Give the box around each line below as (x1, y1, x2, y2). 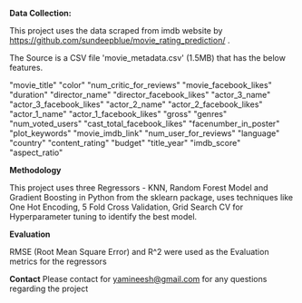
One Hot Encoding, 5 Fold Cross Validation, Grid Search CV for (9, 201, 243, 212)
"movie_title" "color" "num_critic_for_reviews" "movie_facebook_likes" (9, 80, 272, 90)
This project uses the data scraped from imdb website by (9, 25, 223, 35)
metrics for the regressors (9, 256, 107, 267)
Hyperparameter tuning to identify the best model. (9, 211, 198, 221)
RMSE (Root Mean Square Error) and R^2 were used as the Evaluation (9, 247, 269, 257)
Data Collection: (9, 8, 72, 18)
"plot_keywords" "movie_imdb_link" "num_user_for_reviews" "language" (9, 128, 280, 139)
